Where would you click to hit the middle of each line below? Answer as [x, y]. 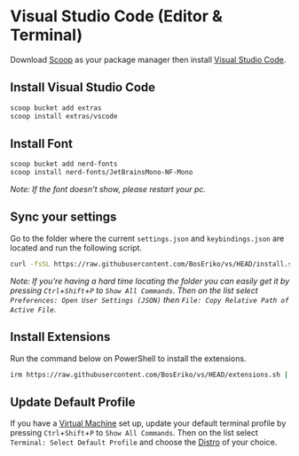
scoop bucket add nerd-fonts [64, 164]
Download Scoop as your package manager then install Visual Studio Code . [148, 59]
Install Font [42, 143]
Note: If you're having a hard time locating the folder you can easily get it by [150, 281]
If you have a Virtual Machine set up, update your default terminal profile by [148, 423]
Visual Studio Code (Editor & [116, 16]
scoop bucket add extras [56, 108]
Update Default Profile [73, 402]
